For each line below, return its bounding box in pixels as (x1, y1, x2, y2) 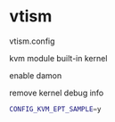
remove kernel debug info (9, 87, 104, 98)
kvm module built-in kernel (9, 53, 108, 63)
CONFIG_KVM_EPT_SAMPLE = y (9, 104, 102, 113)
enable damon (9, 69, 62, 81)
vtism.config (9, 36, 55, 46)
